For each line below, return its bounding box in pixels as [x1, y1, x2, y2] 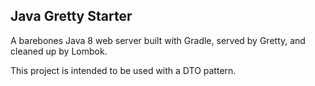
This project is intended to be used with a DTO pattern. [10, 64, 237, 76]
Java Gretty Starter [10, 8, 133, 25]
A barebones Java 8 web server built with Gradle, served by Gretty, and [10, 34, 306, 46]
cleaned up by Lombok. [10, 45, 108, 57]
